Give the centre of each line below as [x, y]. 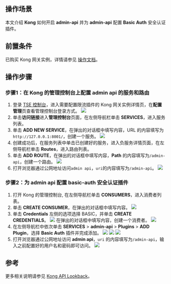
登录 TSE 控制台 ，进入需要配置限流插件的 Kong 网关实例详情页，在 [83, 105]
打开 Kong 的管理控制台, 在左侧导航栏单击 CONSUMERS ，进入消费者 [85, 195]
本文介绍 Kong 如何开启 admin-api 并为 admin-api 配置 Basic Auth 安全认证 [85, 22]
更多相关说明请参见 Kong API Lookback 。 [49, 276]
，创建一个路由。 [38, 162]
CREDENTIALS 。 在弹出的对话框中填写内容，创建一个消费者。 [81, 220]
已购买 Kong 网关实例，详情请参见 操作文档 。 [53, 59]
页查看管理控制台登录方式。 [51, 111]
